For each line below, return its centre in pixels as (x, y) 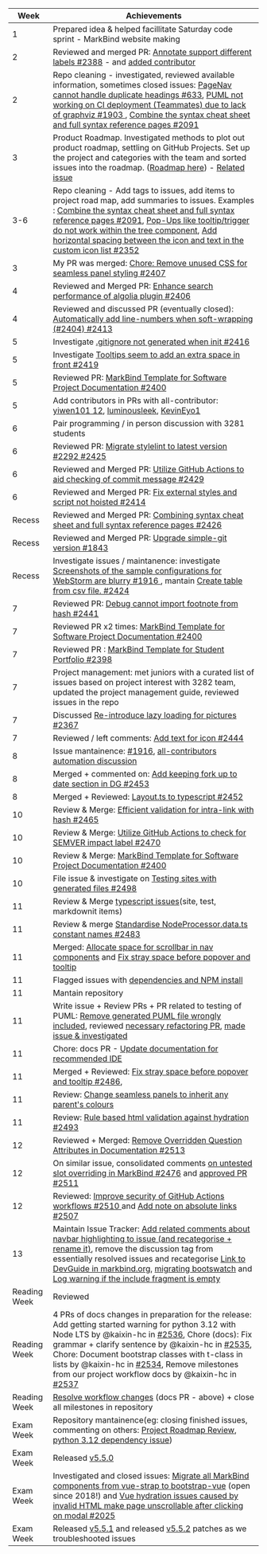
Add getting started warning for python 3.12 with (144, 1324)
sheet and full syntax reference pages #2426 (137, 525)
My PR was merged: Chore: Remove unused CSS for (150, 263)
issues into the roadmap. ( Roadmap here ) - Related (149, 168)
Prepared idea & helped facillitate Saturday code (143, 29)
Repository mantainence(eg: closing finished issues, (150, 1420)
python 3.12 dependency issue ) (113, 1440)
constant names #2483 (97, 934)
